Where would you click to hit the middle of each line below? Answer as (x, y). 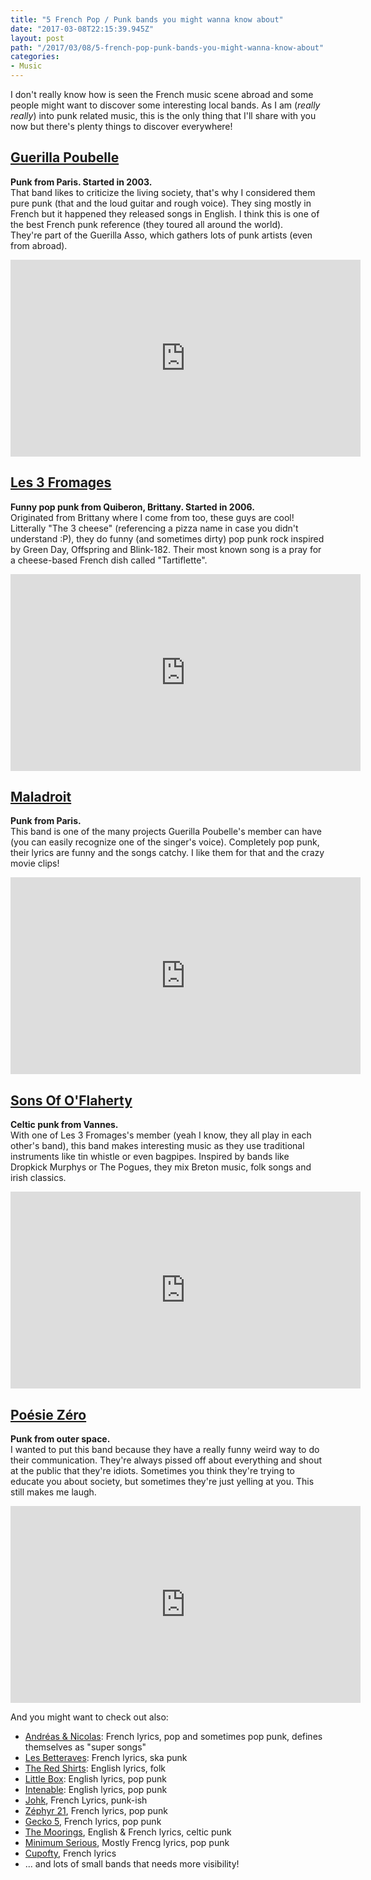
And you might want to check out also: (89, 1717)
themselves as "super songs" (85, 1747)
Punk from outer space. (60, 1439)
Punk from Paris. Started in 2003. (81, 182)
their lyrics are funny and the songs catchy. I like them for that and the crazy (167, 853)
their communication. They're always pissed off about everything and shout (166, 1460)
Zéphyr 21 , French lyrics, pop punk (96, 1811)
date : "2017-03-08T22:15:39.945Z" (82, 29)
